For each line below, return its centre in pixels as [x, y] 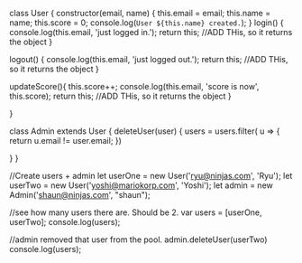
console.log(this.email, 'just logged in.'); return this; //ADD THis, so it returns [151, 32]
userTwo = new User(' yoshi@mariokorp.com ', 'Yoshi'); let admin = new [141, 185]
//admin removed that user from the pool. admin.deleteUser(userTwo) [138, 240]
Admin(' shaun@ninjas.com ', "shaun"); [80, 195]
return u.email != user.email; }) [65, 141]
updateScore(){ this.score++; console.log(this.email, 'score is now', [134, 86]
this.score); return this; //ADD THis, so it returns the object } [120, 96]
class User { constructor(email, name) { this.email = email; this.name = [140, 13]
